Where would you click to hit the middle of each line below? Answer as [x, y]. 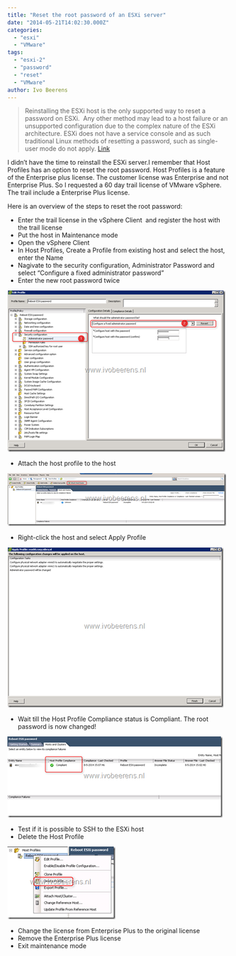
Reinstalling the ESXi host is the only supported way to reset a [115, 111]
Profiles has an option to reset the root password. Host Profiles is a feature [116, 170]
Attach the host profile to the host [67, 463]
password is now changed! [57, 727]
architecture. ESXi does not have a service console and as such [118, 134]
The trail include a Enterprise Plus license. [69, 192]
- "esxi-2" [30, 60]
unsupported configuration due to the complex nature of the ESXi [120, 126]
